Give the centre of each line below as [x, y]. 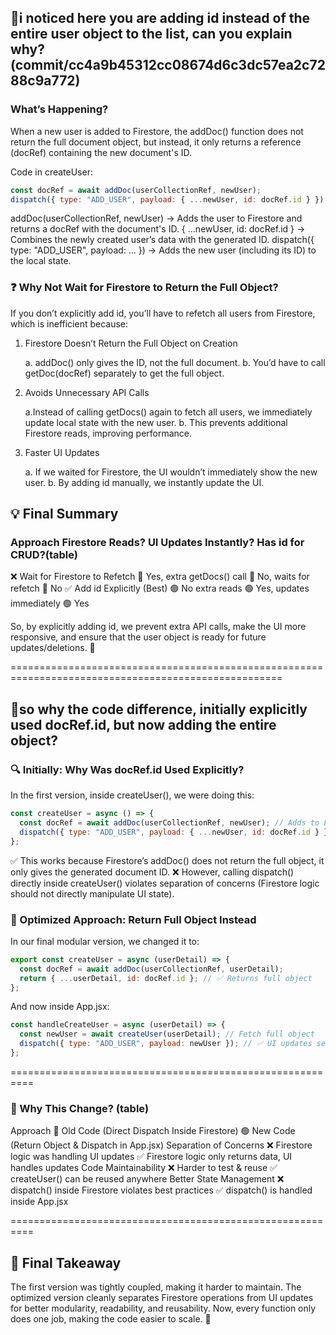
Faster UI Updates [62, 452]
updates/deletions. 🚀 [53, 648]
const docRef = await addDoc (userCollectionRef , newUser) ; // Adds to [169, 822]
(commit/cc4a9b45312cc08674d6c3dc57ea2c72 [168, 65]
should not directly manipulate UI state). [92, 893]
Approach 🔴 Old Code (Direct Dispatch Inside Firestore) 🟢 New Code [153, 1131]
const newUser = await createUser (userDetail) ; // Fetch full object [167, 1034]
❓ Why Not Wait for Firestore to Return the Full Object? [144, 288]
